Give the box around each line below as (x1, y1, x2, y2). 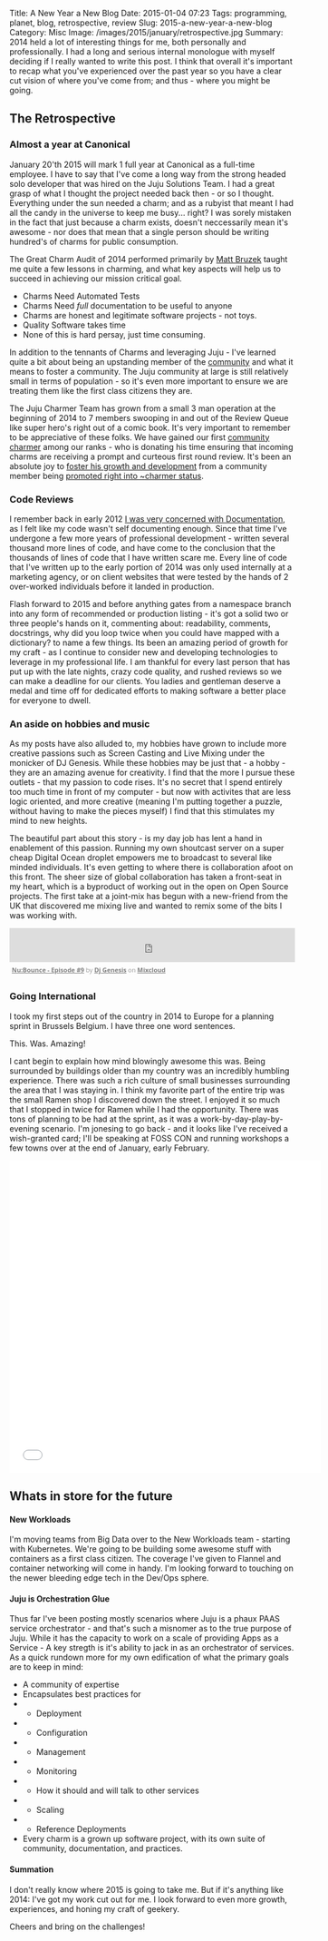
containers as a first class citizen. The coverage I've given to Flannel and (9, 1554, 282, 1564)
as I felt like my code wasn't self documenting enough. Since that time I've (9, 523, 287, 534)
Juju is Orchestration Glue (9, 1593, 111, 1604)
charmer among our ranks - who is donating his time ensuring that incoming (9, 441, 294, 452)
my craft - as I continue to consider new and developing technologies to (9, 646, 278, 657)
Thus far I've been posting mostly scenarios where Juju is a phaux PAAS (9, 1613, 281, 1624)
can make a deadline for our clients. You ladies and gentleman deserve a (9, 675, 281, 686)
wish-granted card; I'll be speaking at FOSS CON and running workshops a (9, 1132, 290, 1143)
